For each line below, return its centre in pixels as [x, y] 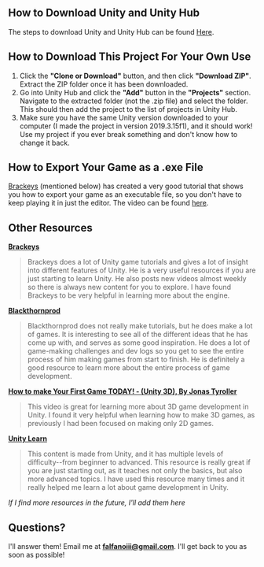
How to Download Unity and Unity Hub [104, 13]
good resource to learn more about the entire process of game [128, 368]
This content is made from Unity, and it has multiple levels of [125, 454]
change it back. [45, 143]
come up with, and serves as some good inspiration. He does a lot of [139, 343]
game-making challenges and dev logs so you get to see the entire [136, 351]
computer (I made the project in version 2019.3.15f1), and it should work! [136, 126]
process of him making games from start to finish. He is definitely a [136, 359]
